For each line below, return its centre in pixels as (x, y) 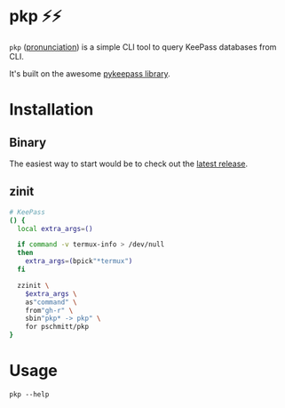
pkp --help (29, 394)
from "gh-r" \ (49, 310)
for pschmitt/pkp (57, 327)
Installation (51, 110)
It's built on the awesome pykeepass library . (90, 73)
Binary (28, 142)
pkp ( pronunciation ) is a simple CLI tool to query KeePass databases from (143, 47)
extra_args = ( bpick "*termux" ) (79, 261)
